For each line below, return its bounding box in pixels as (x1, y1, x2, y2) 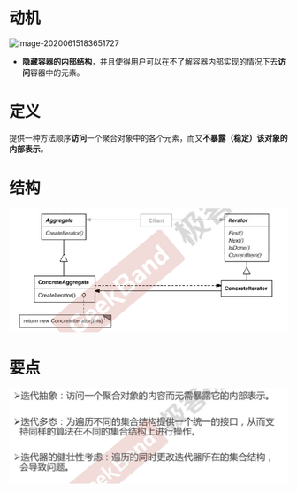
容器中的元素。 (29, 67, 85, 78)
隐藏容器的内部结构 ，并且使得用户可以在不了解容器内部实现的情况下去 (21, 56, 278, 66)
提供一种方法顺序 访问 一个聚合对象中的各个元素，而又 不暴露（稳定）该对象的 (9, 132, 288, 143)
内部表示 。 (9, 143, 49, 154)
